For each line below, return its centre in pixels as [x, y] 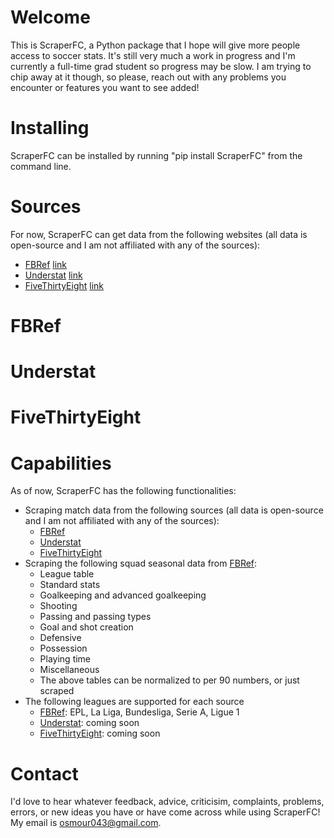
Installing [50, 128]
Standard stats [70, 585]
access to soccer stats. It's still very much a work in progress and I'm [153, 55]
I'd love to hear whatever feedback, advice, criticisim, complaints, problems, [167, 802]
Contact [44, 773]
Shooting [58, 606]
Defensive [60, 638]
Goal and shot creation [86, 627]
